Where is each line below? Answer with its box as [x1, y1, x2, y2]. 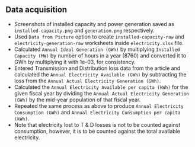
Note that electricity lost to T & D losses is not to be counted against [14, 121, 181, 128]
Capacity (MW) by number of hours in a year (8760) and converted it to [14, 52, 187, 59]
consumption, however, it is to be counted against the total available [14, 127, 180, 135]
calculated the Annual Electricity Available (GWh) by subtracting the [14, 71, 187, 78]
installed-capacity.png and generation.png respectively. [14, 27, 155, 34]
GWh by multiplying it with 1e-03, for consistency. [14, 58, 136, 65]
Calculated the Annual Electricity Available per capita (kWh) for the [14, 83, 188, 91]
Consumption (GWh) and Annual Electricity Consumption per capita [14, 108, 181, 116]
